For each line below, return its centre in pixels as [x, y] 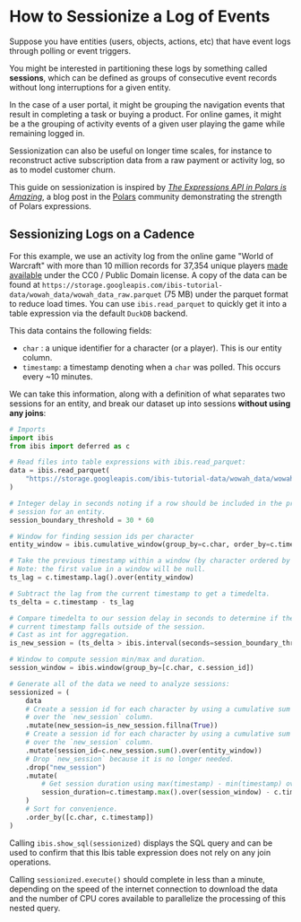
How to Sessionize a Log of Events [140, 17]
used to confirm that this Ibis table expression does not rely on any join [140, 852]
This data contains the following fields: [81, 330]
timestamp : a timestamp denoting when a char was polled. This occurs [151, 367]
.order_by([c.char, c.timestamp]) [90, 817]
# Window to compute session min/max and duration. [107, 660]
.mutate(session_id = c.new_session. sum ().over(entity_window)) [144, 751]
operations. [30, 862]
